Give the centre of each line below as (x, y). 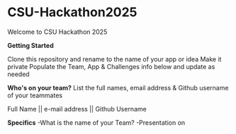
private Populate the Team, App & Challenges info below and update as (111, 66)
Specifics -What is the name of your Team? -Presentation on (96, 122)
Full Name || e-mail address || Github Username (77, 109)
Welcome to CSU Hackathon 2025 (57, 32)
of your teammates (35, 95)
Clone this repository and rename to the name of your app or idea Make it (114, 59)
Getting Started (31, 45)
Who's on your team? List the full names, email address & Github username (118, 87)
